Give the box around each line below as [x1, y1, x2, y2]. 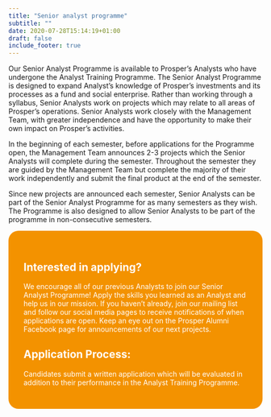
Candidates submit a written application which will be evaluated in [23, 369, 244, 378]
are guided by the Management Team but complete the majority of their [8, 165, 246, 175]
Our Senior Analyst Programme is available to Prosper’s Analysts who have [8, 64, 256, 73]
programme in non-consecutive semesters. [8, 215, 152, 225]
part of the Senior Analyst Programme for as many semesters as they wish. [8, 198, 258, 208]
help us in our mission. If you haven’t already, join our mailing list [23, 299, 238, 308]
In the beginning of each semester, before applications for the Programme [8, 139, 255, 149]
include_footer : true [8, 42, 81, 50]
